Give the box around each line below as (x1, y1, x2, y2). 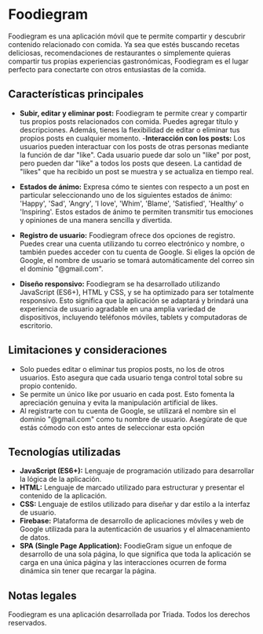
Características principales (8, 88, 144, 101)
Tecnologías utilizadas (8, 445, 121, 458)
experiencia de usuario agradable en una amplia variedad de (19, 304, 216, 313)
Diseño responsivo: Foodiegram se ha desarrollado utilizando (19, 279, 221, 288)
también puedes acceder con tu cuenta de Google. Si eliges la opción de (19, 247, 255, 257)
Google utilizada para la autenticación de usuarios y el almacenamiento (19, 524, 250, 534)
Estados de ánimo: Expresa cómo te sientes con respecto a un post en (19, 182, 250, 191)
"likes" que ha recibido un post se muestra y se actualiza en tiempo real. (19, 166, 254, 176)
